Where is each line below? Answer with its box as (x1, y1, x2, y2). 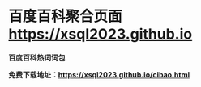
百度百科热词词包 (8, 52, 66, 62)
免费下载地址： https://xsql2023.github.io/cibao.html (8, 69, 190, 79)
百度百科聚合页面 (8, 7, 123, 26)
